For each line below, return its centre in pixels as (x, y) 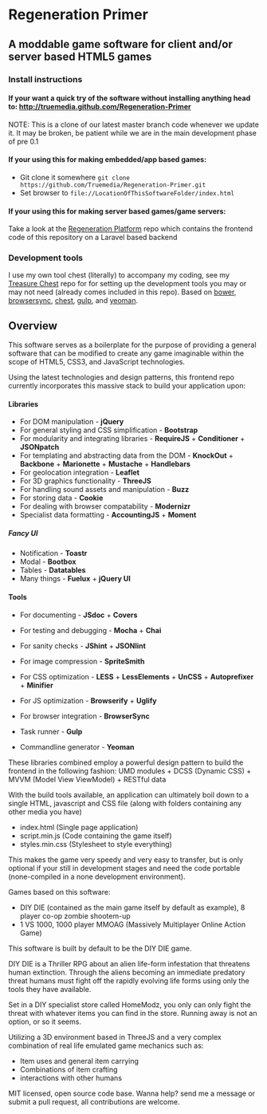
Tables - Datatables (53, 570)
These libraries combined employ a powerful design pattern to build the (126, 762)
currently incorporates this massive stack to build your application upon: (127, 386)
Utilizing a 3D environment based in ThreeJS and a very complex (115, 1037)
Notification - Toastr (53, 553)
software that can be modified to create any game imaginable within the (126, 353)
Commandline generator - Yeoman (77, 746)
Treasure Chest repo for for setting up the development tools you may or (128, 284)
